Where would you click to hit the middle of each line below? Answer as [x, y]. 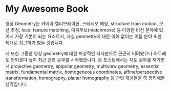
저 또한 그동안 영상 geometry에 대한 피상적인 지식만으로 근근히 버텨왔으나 [79, 53]
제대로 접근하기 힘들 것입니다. [35, 42]
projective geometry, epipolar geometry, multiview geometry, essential [85, 66]
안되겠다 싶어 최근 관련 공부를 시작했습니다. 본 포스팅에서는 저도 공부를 [81, 59]
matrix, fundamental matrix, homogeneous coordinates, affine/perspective [84, 72]
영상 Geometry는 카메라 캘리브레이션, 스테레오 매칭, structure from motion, [82, 23]
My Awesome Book [47, 9]
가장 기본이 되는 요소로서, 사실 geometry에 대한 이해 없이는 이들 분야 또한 [88, 36]
